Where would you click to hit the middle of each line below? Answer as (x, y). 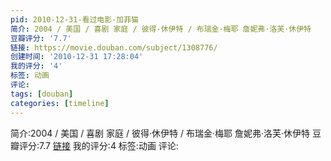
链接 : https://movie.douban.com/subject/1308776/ (114, 47)
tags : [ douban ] (42, 94)
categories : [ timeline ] (60, 103)
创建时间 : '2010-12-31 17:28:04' (77, 57)
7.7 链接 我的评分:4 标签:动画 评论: (109, 145)
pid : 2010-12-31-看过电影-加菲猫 (74, 19)
